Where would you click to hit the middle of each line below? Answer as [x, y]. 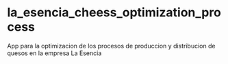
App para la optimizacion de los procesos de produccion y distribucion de [111, 46]
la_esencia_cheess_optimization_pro [114, 13]
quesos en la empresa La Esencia [54, 53]
